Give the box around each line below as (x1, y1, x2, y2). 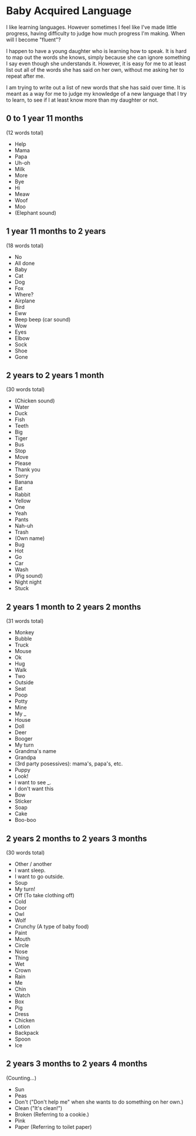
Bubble (14, 635, 32, 642)
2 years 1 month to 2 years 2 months (6, 602, 141, 612)
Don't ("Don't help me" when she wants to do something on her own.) (14, 1098, 184, 1105)
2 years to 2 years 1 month (6, 370, 104, 380)
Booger (14, 735, 33, 742)
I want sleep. (14, 867, 46, 874)
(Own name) (14, 535, 45, 542)
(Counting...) (6, 1074, 37, 1081)
